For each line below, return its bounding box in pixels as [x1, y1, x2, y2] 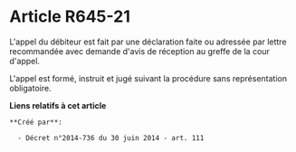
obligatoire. [9, 82, 52, 93]
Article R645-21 [9, 6, 131, 27]
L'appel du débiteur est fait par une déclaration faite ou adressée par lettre [9, 36, 287, 47]
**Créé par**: [9, 118, 63, 127]
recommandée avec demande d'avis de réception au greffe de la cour [9, 45, 270, 56]
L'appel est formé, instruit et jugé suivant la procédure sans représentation [9, 72, 288, 83]
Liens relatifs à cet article [9, 100, 107, 110]
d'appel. [9, 55, 41, 66]
